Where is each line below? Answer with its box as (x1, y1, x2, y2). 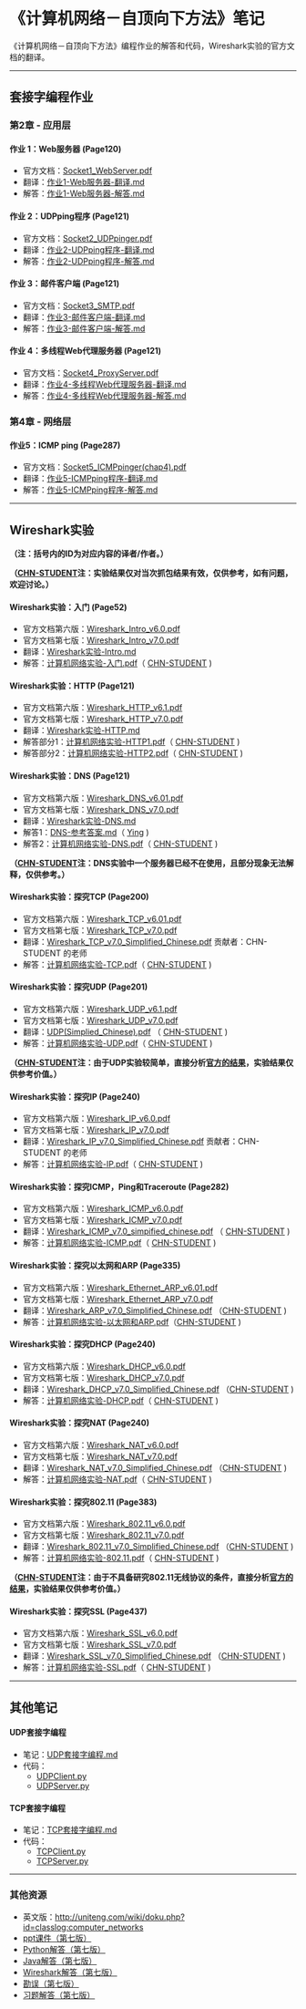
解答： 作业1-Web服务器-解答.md (22, 188, 146, 199)
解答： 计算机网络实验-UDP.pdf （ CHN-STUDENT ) (22, 1038, 213, 1049)
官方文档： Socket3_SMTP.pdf (22, 300, 135, 311)
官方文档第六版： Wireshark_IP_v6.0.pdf (22, 1113, 171, 1124)
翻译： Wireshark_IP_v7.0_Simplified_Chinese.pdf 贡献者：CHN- (22, 1136, 260, 1147)
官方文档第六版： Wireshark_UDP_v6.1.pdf (22, 1004, 178, 1015)
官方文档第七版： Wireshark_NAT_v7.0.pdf (22, 1451, 178, 1462)
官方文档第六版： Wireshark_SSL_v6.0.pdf (22, 1628, 178, 1639)
